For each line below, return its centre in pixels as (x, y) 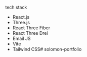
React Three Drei (30, 33)
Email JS (22, 38)
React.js (21, 17)
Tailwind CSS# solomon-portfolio (47, 49)
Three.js (21, 22)
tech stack (16, 7)
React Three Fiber (31, 28)
